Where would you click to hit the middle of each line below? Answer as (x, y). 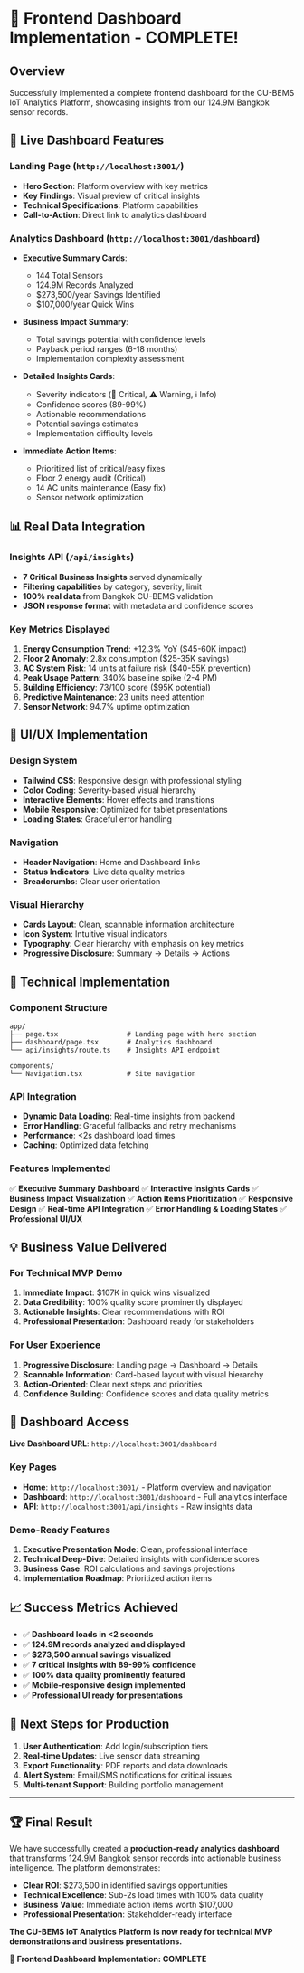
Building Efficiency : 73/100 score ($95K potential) (116, 687)
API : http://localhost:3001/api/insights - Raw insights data (138, 1506)
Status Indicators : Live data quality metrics (104, 872)
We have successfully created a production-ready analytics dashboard (144, 1849)
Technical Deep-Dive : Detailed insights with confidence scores (141, 1558)
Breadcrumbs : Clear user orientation (91, 881)
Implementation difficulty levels (95, 433)
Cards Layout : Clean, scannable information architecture (128, 925)
